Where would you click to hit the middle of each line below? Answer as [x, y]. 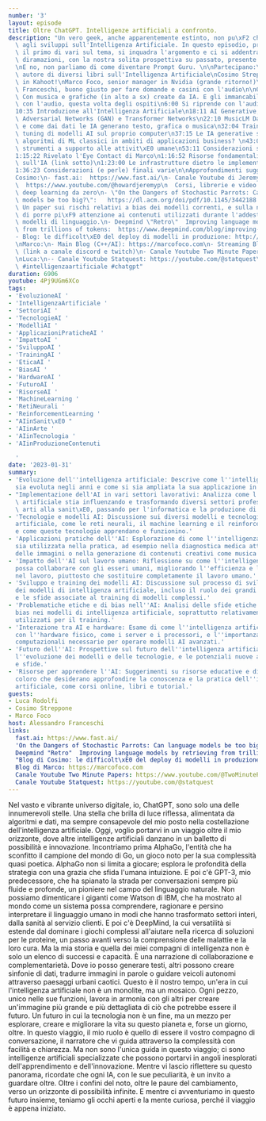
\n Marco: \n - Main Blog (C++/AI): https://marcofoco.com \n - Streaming [132, 244]
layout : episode [35, 23]
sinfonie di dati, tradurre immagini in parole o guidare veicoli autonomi [122, 973]
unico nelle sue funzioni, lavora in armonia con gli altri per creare [114, 998]
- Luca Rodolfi [33, 701]
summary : [23, 473]
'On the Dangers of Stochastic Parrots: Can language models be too [131, 745]
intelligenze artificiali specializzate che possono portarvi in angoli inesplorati [133, 1058]
